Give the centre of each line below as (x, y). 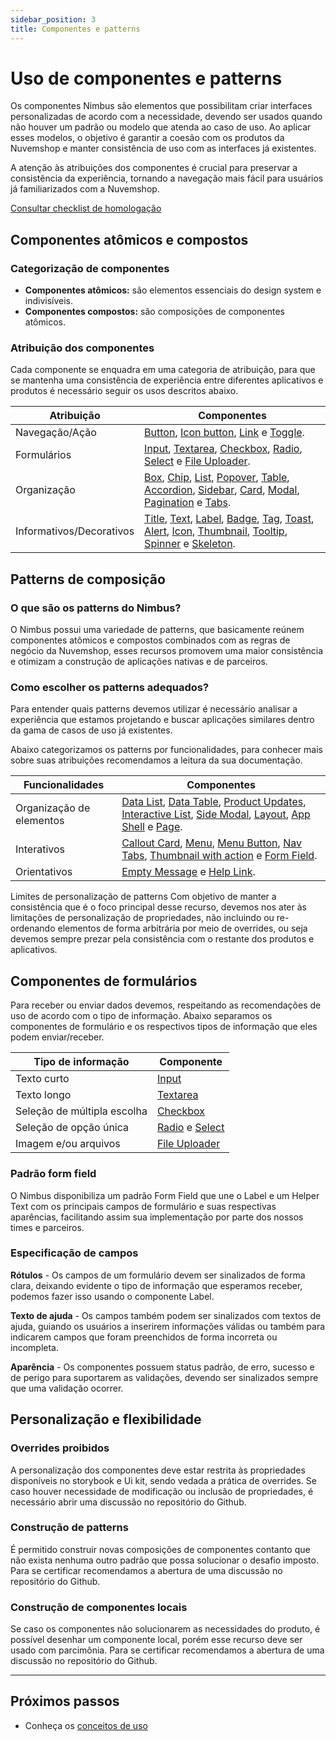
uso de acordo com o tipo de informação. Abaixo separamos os (141, 1016)
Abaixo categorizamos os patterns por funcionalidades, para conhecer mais (166, 750)
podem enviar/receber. (57, 1037)
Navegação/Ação (56, 433)
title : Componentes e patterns (75, 29)
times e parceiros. (47, 1227)
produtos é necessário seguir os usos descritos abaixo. (124, 391)
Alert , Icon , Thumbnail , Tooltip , (216, 531)
